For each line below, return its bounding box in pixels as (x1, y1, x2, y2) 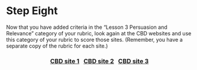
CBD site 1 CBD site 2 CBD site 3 (50, 57, 149, 65)
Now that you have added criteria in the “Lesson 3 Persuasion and (6, 24, 167, 31)
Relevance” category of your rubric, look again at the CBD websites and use (6, 29, 192, 36)
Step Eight (6, 4, 58, 18)
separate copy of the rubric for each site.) (6, 42, 108, 49)
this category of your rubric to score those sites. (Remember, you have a (6, 36, 183, 43)
